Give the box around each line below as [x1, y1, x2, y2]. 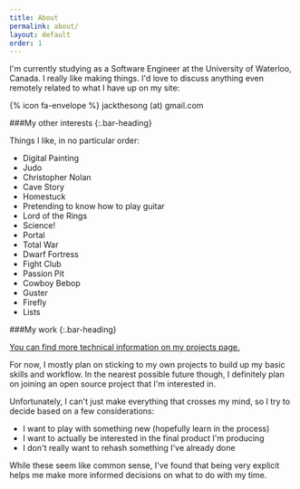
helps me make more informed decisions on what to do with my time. [9, 470, 267, 481]
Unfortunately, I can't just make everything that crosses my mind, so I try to [9, 396, 291, 407]
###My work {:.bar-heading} [9, 324, 117, 335]
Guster [22, 287, 48, 299]
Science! [22, 220, 56, 231]
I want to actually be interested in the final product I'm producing [22, 433, 265, 444]
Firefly [22, 297, 47, 308]
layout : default [9, 30, 71, 39]
